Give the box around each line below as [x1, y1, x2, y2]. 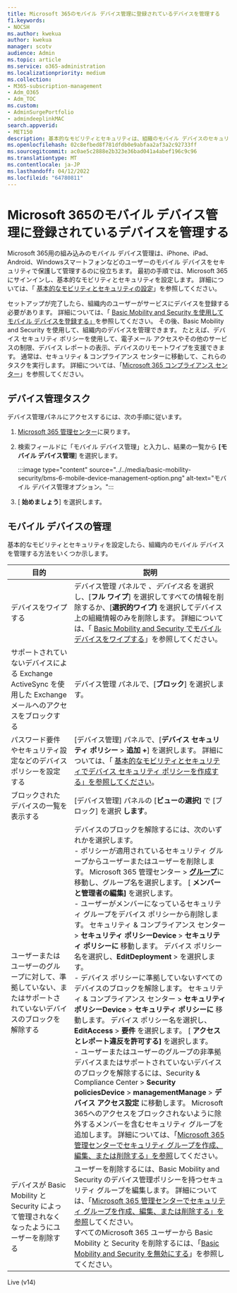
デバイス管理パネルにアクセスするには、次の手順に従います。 [7, 413, 186, 421]
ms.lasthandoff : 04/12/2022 [7, 167, 90, 175]
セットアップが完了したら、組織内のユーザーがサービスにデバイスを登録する [7, 299, 230, 308]
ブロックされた [11, 791, 61, 801]
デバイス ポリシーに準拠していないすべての [80, 973, 223, 983]
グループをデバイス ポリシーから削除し [83, 909, 212, 919]
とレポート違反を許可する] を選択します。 [73, 1036, 213, 1046]
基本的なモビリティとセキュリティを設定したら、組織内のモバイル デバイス [7, 540, 224, 549]
